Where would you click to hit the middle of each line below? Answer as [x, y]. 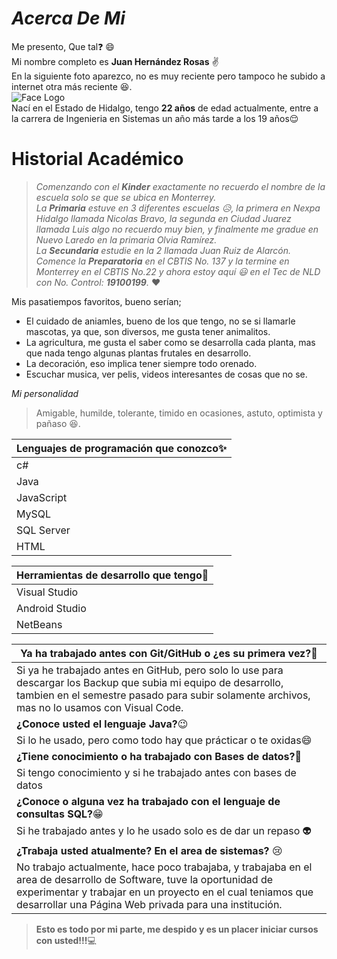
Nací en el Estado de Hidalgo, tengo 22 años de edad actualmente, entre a [165, 108]
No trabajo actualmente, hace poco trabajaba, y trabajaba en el [164, 867]
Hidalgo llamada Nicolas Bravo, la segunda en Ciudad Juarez [163, 218]
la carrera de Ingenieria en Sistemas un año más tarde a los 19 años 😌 [155, 118]
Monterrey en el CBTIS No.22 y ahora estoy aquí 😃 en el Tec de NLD [178, 271]
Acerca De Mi [68, 18]
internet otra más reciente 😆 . [72, 86]
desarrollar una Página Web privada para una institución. [149, 904]
